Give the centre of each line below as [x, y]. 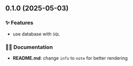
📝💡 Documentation [29, 47]
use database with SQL [36, 34]
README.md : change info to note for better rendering [70, 58]
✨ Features [19, 23]
